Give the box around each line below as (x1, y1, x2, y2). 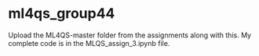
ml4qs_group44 (8, 5, 115, 23)
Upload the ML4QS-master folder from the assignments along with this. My (8, 30, 252, 40)
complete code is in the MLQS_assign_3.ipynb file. (8, 38, 170, 47)
